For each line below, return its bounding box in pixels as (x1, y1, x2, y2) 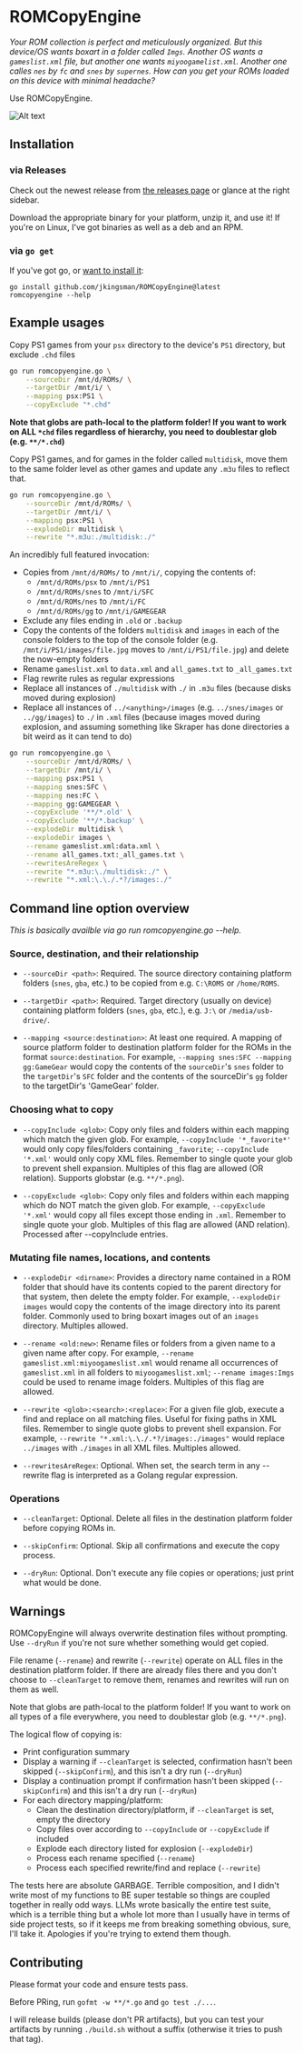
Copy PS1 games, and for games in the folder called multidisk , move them (9, 454, 288, 465)
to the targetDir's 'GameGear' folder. (22, 1080, 160, 1092)
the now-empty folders (22, 654, 109, 665)
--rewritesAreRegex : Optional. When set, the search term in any (22, 1460, 260, 1471)
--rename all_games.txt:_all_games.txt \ (25, 850, 184, 859)
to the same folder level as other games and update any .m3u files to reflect (9, 464, 290, 475)
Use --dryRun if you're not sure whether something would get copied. (9, 1637, 269, 1648)
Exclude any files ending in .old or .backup (22, 616, 183, 626)
